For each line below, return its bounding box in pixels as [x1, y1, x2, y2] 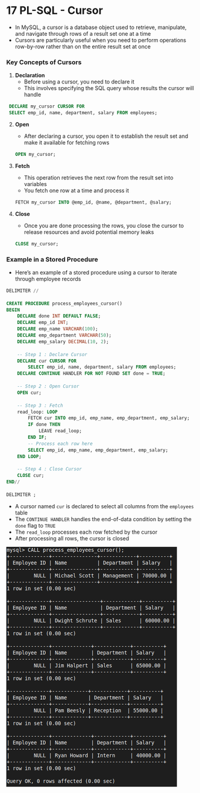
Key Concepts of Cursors [6, 58, 82, 66]
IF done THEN [28, 421, 61, 428]
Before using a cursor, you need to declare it [23, 78, 134, 85]
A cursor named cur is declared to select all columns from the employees [14, 502, 194, 510]
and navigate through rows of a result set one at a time [14, 30, 151, 37]
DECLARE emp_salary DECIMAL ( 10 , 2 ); [17, 338, 110, 345]
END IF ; [28, 435, 47, 441]
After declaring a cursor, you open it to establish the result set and [23, 132, 189, 140]
